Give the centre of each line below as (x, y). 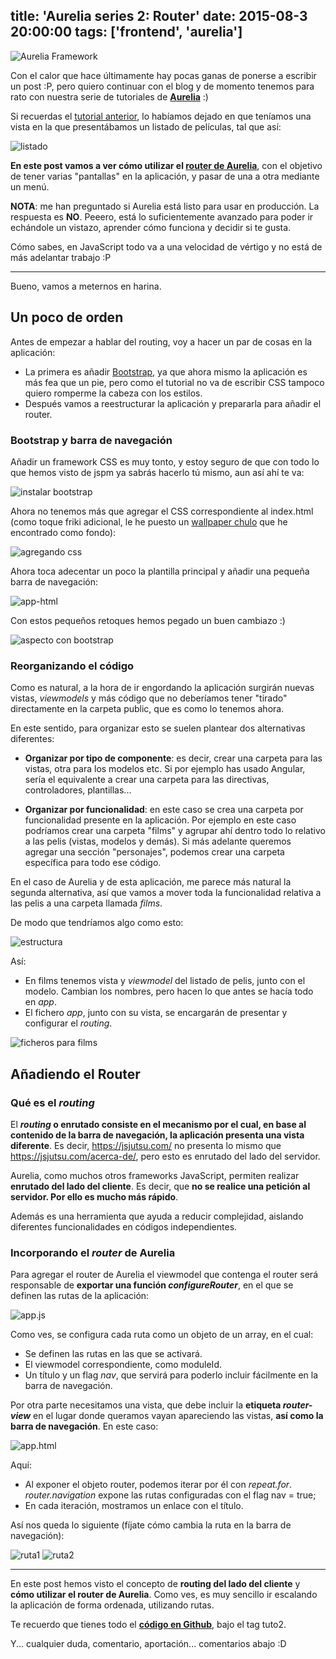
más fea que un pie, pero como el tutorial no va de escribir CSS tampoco (174, 382)
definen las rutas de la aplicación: (80, 1296)
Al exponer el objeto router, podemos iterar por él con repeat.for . (158, 1485)
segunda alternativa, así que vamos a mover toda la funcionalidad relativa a (166, 893)
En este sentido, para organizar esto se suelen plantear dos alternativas (158, 728)
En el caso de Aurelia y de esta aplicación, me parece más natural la (151, 882)
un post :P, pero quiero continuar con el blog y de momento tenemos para (162, 86)
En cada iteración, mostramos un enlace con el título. (134, 1506)
